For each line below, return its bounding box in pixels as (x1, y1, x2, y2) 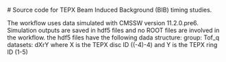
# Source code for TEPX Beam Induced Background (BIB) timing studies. (7, 6, 212, 14)
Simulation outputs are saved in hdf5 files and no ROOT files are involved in (7, 27, 220, 34)
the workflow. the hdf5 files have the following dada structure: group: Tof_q (7, 33, 220, 42)
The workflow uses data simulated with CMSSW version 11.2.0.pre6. (7, 19, 199, 27)
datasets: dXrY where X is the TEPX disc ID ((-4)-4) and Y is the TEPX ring (7, 41, 218, 48)
